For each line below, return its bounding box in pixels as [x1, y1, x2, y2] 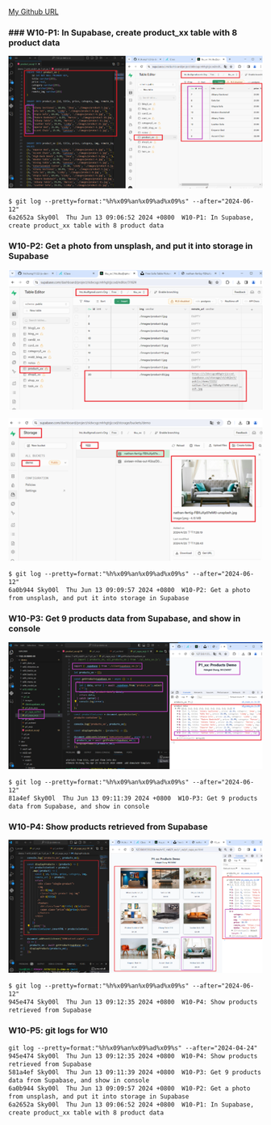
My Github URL [8, 7, 59, 16]
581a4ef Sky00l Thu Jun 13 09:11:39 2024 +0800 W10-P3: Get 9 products [8, 1068, 262, 1076]
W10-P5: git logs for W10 [8, 1025, 109, 1036]
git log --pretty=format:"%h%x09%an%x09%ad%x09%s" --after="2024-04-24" [8, 1044, 258, 1052]
